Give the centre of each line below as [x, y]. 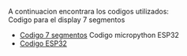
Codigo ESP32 [43, 43]
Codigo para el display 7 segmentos [67, 20]
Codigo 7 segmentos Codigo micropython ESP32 [99, 35]
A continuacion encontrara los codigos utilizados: [89, 11]
